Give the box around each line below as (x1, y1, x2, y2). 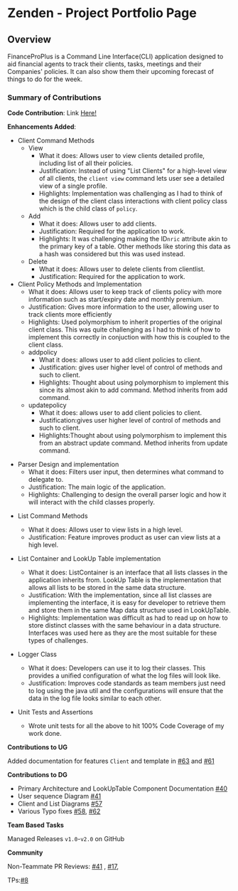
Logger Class (17, 650, 57, 659)
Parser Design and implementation (17, 460, 119, 469)
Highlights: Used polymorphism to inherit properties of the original (28, 318, 222, 327)
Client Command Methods (17, 137, 94, 145)
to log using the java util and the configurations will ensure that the (28, 687, 224, 695)
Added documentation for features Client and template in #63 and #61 (7, 756, 215, 766)
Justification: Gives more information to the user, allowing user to (28, 302, 220, 311)
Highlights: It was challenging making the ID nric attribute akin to (38, 235, 228, 243)
